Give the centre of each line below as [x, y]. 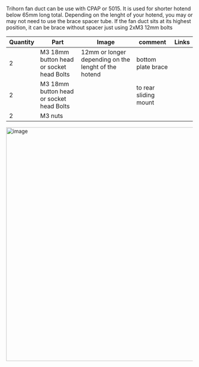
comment [153, 42]
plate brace [152, 67]
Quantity [22, 42]
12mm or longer [103, 52]
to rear [145, 87]
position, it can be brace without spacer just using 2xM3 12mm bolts [89, 27]
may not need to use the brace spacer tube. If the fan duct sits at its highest [99, 21]
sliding [145, 95]
